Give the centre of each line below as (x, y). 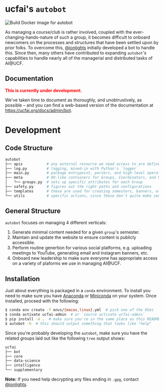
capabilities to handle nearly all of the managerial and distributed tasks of (79, 58)
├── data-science (23, 361)
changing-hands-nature (29, 37)
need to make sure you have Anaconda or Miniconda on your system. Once (81, 296)
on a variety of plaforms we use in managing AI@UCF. (67, 263)
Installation (22, 279)
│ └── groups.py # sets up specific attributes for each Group (74, 182)
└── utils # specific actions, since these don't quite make (78, 196)
